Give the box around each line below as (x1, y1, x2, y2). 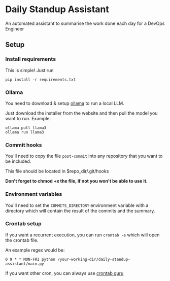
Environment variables (5, 191, 62, 198)
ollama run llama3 (5, 129, 44, 135)
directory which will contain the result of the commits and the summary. (5, 207, 155, 214)
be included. (5, 158, 31, 164)
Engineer (5, 25, 24, 31)
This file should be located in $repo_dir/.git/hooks (5, 168, 109, 174)
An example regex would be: (5, 247, 65, 253)
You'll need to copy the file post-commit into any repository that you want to (5, 153, 163, 159)
